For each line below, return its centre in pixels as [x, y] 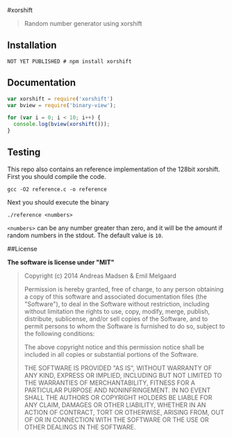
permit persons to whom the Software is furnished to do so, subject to [125, 326]
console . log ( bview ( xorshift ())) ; [62, 125]
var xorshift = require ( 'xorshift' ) [60, 99]
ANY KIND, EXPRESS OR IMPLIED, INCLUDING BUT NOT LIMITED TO [123, 375]
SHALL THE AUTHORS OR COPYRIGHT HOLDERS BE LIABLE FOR [118, 397]
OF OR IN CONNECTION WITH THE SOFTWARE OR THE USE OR [116, 420]
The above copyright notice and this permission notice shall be [114, 347]
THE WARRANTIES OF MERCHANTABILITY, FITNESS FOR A [110, 383]
